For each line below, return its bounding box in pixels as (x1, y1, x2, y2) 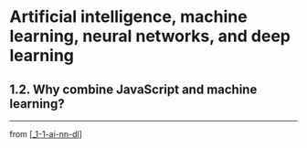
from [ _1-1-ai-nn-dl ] (9, 129, 82, 139)
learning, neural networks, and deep (9, 26, 291, 47)
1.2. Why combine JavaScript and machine (9, 81, 258, 97)
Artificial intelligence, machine (9, 6, 249, 27)
